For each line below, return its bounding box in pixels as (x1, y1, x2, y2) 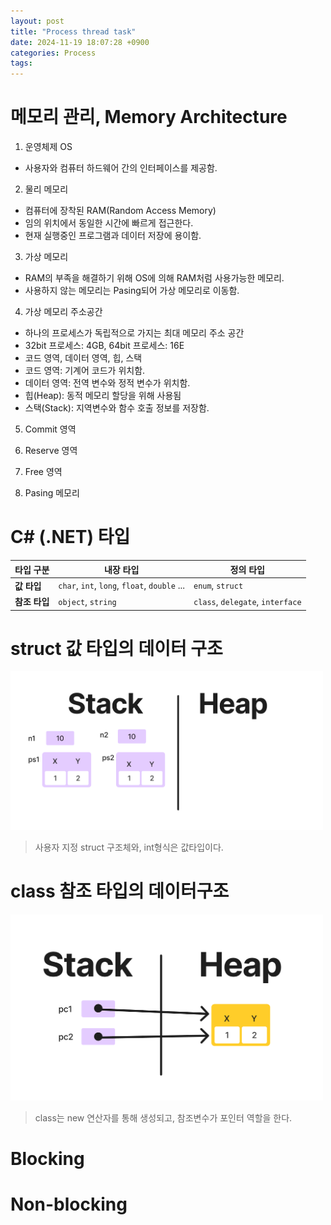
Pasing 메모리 (24, 487, 80, 499)
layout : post (10, 16, 65, 26)
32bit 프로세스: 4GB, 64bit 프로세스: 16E (24, 340, 185, 352)
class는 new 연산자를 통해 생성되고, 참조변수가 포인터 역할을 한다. (34, 1111, 293, 1124)
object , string (58, 595, 117, 607)
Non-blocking (10, 1193, 128, 1216)
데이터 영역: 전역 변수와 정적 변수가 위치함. (24, 377, 191, 389)
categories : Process (10, 48, 97, 58)
